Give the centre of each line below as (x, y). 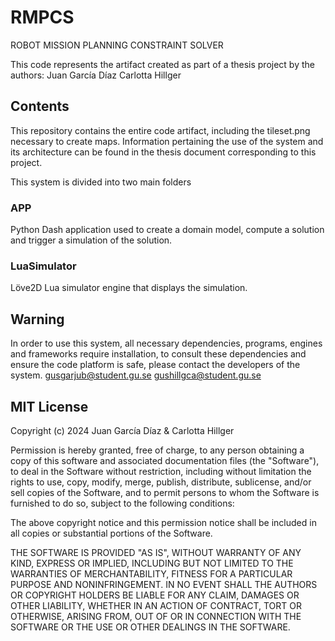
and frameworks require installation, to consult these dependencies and (158, 354)
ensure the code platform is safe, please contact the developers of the (155, 365)
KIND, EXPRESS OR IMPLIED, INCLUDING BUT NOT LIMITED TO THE (152, 563)
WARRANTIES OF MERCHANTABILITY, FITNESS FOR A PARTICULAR (151, 573)
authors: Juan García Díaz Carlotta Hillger (96, 75)
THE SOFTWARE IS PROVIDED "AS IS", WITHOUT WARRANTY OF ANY (156, 552)
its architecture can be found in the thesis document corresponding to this (163, 152)
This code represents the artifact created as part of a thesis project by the (162, 64)
